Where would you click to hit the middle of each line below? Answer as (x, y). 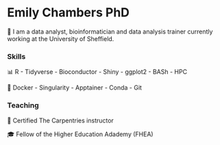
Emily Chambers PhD (69, 13)
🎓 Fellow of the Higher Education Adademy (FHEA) (80, 134)
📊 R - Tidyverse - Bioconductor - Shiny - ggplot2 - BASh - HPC (97, 72)
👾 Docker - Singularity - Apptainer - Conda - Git (75, 88)
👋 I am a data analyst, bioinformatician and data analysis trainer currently (110, 31)
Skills (16, 56)
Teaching (23, 105)
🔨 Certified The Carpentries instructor (61, 120)
